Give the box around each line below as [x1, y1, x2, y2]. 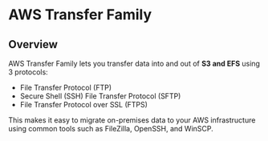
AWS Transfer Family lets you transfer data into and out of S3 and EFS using [8, 58, 261, 68]
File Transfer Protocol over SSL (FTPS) [19, 100, 148, 109]
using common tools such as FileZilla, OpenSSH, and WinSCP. [8, 124, 214, 133]
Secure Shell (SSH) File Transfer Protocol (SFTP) [19, 91, 181, 101]
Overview [8, 38, 59, 51]
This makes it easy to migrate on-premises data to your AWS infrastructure [8, 115, 256, 125]
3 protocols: [8, 67, 48, 77]
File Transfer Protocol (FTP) [19, 83, 112, 92]
